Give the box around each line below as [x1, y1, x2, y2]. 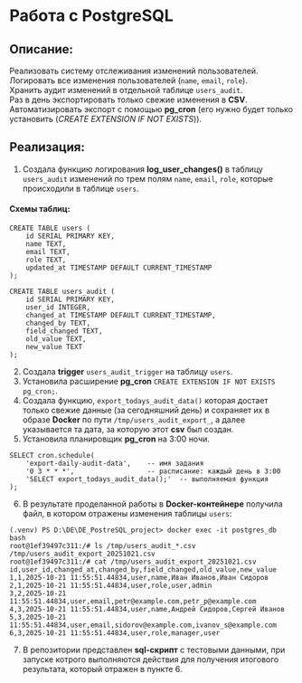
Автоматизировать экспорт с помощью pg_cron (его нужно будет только [9, 104, 294, 114]
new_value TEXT [25, 343, 83, 352]
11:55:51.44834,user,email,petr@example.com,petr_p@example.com [9, 597, 257, 606]
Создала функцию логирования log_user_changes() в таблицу [22, 164, 264, 175]
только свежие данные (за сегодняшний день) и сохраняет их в [22, 404, 269, 416]
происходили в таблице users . [22, 183, 139, 194]
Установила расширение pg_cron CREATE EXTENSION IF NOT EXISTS [22, 376, 276, 387]
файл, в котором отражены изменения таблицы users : [22, 508, 232, 519]
